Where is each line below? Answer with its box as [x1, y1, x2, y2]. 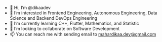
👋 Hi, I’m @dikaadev [9, 5, 51, 10]
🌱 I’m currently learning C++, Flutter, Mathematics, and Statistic [9, 20, 139, 26]
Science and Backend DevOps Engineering [9, 15, 98, 21]
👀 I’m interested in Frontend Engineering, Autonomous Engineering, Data [9, 10, 158, 16]
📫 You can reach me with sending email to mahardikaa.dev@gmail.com [9, 31, 157, 37]
